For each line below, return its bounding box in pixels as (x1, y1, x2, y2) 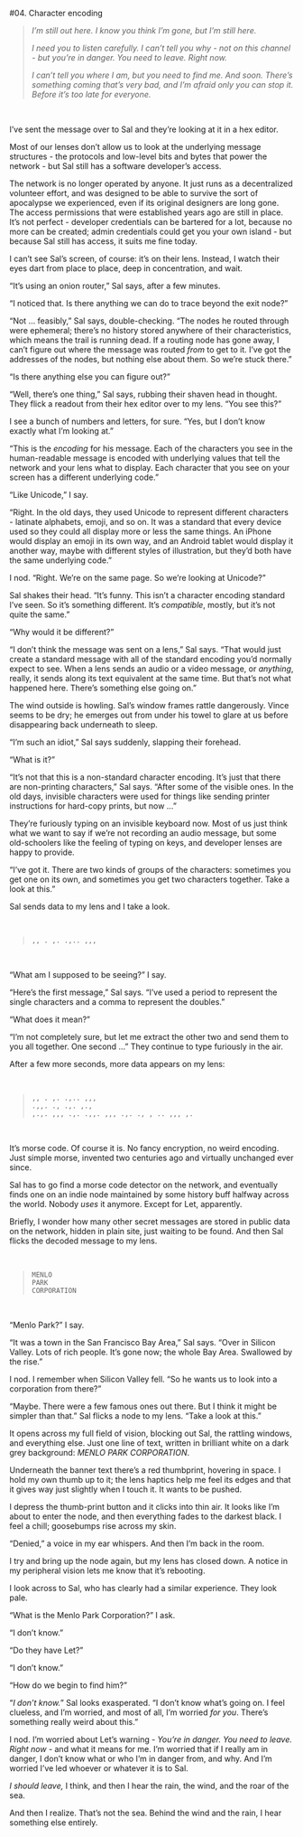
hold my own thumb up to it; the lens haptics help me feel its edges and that (9, 1475, 291, 1485)
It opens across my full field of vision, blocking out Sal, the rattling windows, (9, 1428, 293, 1439)
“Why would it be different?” (9, 627, 115, 637)
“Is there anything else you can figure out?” (9, 371, 171, 382)
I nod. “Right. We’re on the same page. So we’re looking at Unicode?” (9, 573, 266, 583)
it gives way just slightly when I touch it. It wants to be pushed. (9, 1484, 242, 1495)
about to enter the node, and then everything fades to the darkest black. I (9, 1511, 282, 1522)
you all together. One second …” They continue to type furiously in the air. (9, 1041, 284, 1052)
